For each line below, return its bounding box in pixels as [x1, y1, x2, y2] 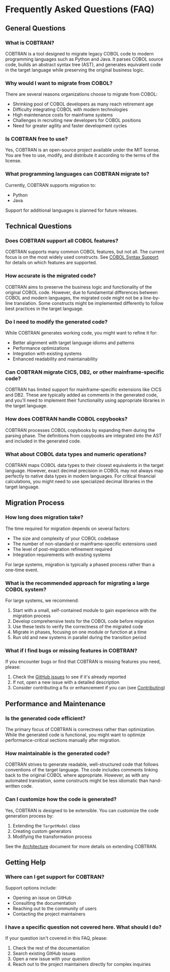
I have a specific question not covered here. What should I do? [5, 924, 162, 931]
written [5, 783, 20, 789]
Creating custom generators [12, 828, 72, 834]
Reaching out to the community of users [12, 905, 97, 912]
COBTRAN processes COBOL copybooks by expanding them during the [5, 427, 155, 433]
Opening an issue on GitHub [12, 895, 72, 901]
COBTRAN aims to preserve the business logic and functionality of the [5, 284, 152, 290]
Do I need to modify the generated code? [5, 318, 108, 325]
